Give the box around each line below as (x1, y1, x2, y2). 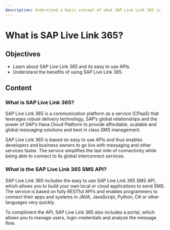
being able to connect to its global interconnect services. (5, 153, 125, 159)
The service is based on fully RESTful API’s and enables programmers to (5, 188, 158, 194)
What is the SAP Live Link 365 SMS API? (5, 166, 107, 173)
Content (5, 84, 32, 93)
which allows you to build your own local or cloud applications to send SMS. (5, 182, 165, 189)
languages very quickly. (5, 199, 56, 205)
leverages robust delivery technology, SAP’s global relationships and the (5, 116, 157, 122)
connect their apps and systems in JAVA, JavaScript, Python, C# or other (5, 194, 159, 200)
